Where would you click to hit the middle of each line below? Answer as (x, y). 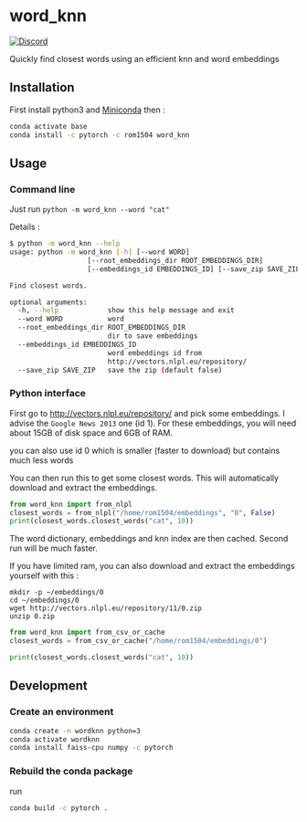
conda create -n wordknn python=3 (75, 731)
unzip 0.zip (32, 616)
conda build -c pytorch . (58, 808)
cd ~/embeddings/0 (44, 601)
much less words (42, 460)
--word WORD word (71, 319)
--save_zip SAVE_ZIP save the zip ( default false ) (120, 370)
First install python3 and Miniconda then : (88, 110)
